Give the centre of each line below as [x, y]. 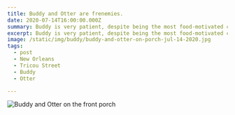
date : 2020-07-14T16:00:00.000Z [54, 20]
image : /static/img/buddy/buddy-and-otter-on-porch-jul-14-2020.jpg [109, 40]
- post [23, 53]
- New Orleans [34, 59]
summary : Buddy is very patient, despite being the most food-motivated [115, 26]
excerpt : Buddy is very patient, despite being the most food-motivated [115, 33]
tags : [15, 46]
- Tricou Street [37, 66]
